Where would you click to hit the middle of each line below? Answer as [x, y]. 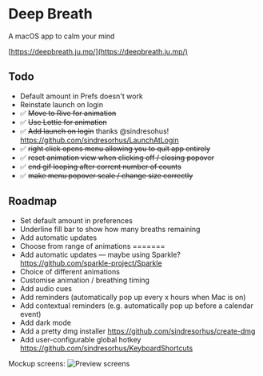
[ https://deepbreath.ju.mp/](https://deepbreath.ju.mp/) [98, 51]
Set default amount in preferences [76, 220]
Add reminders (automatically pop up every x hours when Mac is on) [133, 297]
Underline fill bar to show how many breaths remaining [110, 229]
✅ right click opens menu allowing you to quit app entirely [115, 148]
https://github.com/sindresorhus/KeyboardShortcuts [106, 348]
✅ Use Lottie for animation [64, 122]
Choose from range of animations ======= [92, 246]
